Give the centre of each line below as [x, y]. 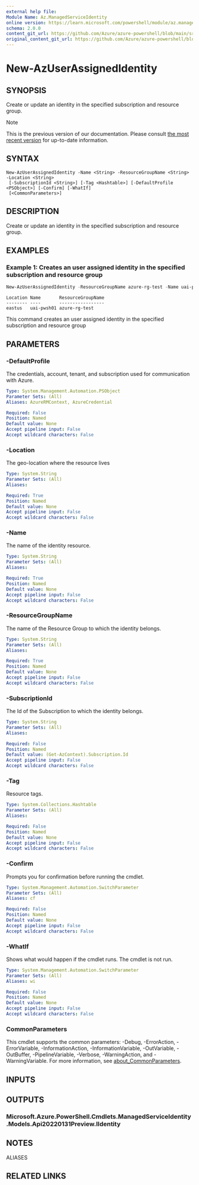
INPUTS [21, 1079]
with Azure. [20, 380]
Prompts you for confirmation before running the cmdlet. [75, 876]
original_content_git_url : [39, 39]
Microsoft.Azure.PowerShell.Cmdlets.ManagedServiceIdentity [99, 1116]
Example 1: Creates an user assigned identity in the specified [96, 267]
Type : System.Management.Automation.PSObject [63, 391]
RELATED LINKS [36, 1176]
